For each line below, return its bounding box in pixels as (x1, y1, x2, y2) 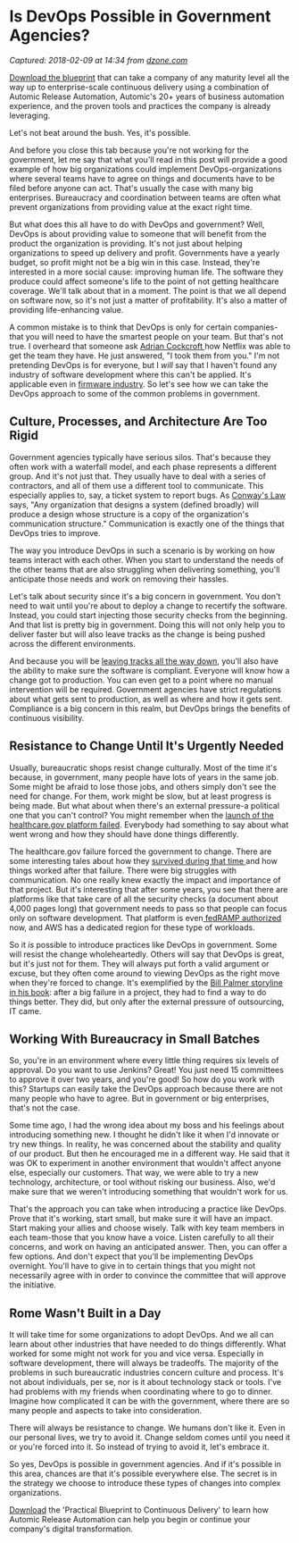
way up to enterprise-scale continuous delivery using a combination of (9, 81, 270, 92)
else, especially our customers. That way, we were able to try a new (9, 1168, 259, 1178)
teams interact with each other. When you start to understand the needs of (9, 554, 284, 565)
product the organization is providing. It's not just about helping (9, 238, 243, 248)
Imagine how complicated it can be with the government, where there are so (9, 1396, 290, 1406)
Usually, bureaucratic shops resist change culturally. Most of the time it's (9, 762, 278, 773)
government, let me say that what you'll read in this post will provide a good (9, 154, 288, 164)
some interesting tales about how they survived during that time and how (9, 855, 278, 866)
